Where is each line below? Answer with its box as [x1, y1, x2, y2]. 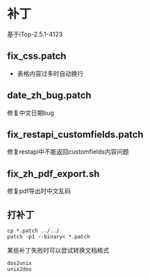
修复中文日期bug [7, 109, 55, 117]
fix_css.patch [7, 51, 66, 62]
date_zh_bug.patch [7, 89, 92, 101]
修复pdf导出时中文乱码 [7, 187, 71, 195]
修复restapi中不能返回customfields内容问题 [7, 148, 129, 156]
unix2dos [7, 266, 32, 273]
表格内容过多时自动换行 [16, 69, 84, 77]
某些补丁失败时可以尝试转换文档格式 [7, 247, 110, 254]
